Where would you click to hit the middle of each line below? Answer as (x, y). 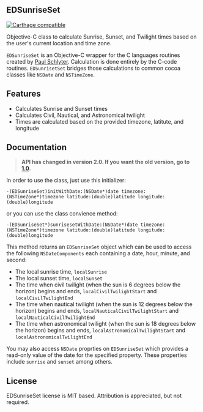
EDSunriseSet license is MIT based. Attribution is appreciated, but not (94, 396)
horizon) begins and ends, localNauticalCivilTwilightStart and (97, 311)
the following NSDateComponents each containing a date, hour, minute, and (98, 253)
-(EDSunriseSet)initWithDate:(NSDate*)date (63, 192)
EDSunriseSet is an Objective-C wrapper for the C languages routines (93, 55)
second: (17, 260)
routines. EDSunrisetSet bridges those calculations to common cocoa (94, 68)
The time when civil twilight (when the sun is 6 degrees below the (98, 285)
